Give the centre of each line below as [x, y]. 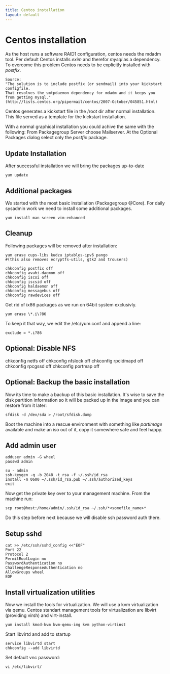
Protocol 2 [17, 554]
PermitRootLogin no [26, 559]
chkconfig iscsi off [27, 277]
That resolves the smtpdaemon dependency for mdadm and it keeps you [80, 93]
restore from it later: [26, 405]
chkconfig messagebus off [32, 291]
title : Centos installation [35, 10]
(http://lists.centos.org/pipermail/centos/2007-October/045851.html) [81, 102]
